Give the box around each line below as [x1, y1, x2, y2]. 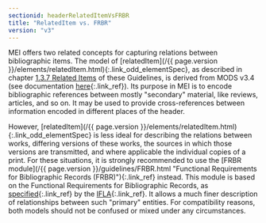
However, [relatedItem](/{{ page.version [8, 122, 139, 131]
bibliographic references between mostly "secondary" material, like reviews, [8, 90, 258, 100]
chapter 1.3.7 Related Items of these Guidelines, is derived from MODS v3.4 [8, 73, 255, 83]
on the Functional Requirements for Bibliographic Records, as [8, 181, 209, 191]
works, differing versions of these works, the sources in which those [8, 139, 233, 149]
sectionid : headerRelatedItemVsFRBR [8, 11, 129, 20]
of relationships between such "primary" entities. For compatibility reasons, [8, 198, 256, 207]
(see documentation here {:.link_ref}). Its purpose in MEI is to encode [8, 81, 233, 91]
